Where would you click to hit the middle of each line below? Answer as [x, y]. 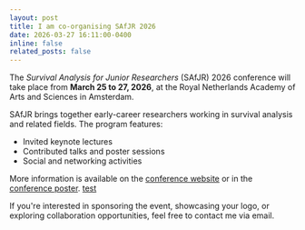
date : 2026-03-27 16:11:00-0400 [70, 35]
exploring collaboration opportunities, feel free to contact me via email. [142, 215]
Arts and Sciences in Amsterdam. [72, 97]
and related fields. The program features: [86, 125]
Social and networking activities [82, 161]
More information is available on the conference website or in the [131, 179]
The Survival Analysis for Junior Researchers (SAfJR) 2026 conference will [150, 77]
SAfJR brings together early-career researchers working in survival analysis [151, 115]
